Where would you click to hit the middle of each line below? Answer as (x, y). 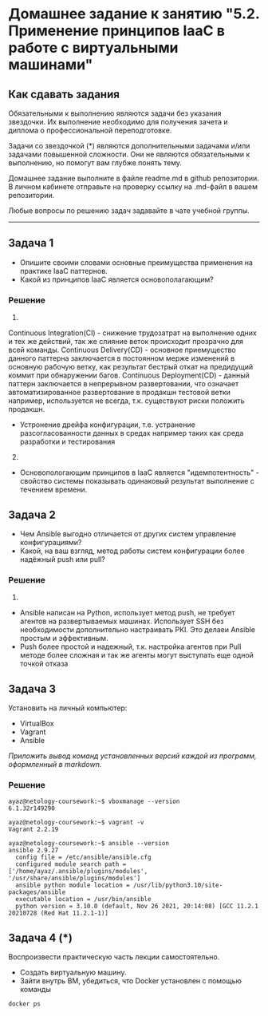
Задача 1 (31, 243)
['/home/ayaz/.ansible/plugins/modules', (78, 872)
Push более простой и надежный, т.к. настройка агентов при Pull (130, 646)
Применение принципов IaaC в (117, 31)
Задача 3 (32, 688)
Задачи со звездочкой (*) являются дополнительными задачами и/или (129, 146)
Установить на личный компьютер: (68, 708)
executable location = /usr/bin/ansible (83, 899)
